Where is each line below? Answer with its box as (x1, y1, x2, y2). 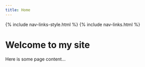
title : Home (5, 7, 30, 13)
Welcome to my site (5, 39, 90, 51)
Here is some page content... (5, 56, 66, 62)
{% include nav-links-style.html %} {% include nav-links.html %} (5, 21, 140, 27)
